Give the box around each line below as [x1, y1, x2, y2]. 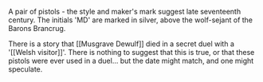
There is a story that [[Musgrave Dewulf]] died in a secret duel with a [8, 39, 235, 49]
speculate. [8, 64, 43, 74]
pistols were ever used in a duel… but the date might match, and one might [8, 56, 254, 65]
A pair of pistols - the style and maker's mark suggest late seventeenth [8, 7, 241, 16]
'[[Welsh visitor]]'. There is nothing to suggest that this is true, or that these [8, 48, 255, 57]
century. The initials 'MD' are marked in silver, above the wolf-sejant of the [8, 15, 253, 25]
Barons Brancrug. [8, 24, 66, 33]
